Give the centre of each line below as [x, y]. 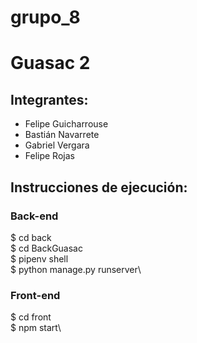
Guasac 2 [50, 63]
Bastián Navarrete [62, 135]
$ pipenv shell [39, 258]
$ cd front [31, 317]
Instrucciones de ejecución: [99, 187]
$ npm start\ [36, 328]
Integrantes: [49, 99]
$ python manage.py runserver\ [76, 269]
